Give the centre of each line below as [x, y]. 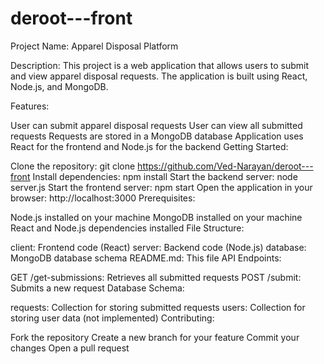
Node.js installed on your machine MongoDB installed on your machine [156, 217]
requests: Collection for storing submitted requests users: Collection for [158, 307]
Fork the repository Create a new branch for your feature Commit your [155, 337]
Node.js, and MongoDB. [59, 86]
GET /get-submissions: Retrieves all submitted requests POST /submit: [156, 277]
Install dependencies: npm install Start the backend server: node [165, 176]
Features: [30, 106]
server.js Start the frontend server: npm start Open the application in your [161, 187]
